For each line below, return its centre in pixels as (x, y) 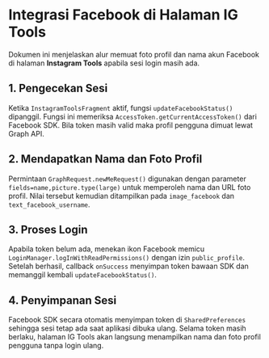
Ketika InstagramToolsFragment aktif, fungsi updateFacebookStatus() (121, 107)
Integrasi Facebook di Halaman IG (123, 15)
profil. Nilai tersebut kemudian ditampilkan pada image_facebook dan (122, 196)
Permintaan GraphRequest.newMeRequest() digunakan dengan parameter (127, 179)
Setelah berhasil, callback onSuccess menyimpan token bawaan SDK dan (128, 266)
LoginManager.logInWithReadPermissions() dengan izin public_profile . (126, 258)
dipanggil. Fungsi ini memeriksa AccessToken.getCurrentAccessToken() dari (132, 116)
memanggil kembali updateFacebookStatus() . (83, 275)
